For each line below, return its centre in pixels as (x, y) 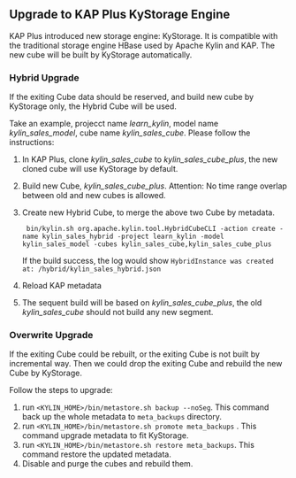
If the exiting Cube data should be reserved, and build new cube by (132, 97)
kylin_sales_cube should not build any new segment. (118, 312)
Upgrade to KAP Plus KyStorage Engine (120, 15)
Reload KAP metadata (61, 286)
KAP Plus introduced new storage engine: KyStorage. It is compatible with (144, 35)
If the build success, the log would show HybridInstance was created (148, 261)
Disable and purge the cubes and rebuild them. (107, 464)
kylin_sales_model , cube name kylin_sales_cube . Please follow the (130, 133)
